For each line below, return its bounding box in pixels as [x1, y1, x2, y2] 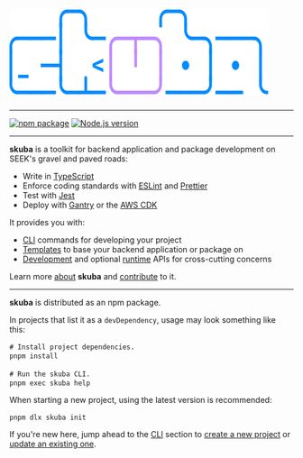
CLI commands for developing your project [22, 234, 182, 245]
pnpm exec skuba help [9, 379, 91, 388]
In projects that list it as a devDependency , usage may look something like [9, 314, 277, 325]
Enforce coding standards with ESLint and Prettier [22, 180, 208, 191]
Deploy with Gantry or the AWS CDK [22, 199, 158, 210]
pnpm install [9, 352, 59, 361]
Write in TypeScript [22, 170, 95, 181]
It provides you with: [9, 216, 86, 227]
